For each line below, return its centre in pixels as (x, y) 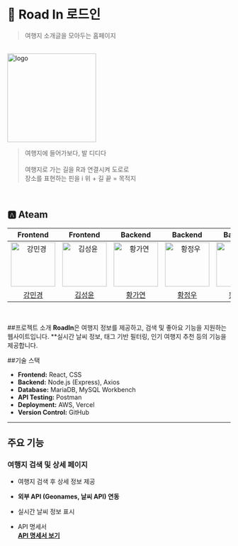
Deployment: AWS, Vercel (56, 404)
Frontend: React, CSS (50, 374)
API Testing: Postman (50, 397)
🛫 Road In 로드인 (54, 15)
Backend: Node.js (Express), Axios (69, 382)
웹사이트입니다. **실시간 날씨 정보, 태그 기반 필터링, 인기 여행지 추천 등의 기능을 (117, 336)
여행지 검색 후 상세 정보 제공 (56, 481)
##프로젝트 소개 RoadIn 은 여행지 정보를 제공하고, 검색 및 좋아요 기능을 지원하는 (117, 328)
